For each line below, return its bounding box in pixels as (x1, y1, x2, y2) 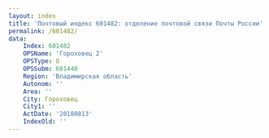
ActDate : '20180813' (23, 110, 93, 119)
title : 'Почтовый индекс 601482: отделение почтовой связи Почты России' (8, 19, 264, 28)
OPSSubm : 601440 (23, 65, 79, 73)
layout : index (8, 11, 57, 20)
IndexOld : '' (23, 118, 67, 126)
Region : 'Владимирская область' (23, 72, 132, 80)
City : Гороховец (23, 95, 79, 103)
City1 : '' (23, 102, 57, 110)
